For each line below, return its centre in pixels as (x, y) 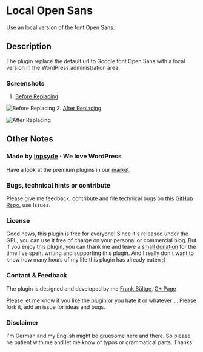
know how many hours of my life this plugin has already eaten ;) (86, 260)
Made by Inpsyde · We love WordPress (64, 157)
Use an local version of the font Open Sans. (61, 27)
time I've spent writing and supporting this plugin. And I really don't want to (100, 253)
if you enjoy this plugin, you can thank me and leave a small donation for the (101, 247)
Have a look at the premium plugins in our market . (68, 169)
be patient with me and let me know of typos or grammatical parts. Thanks (99, 342)
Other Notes (30, 139)
